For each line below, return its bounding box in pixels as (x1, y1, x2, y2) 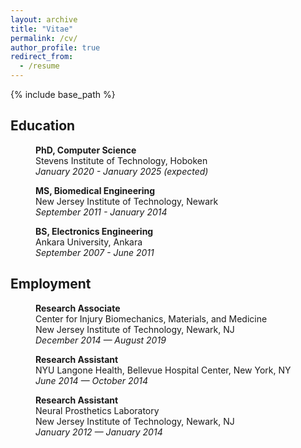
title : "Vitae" (10, 24, 74, 34)
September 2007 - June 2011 (35, 246, 155, 258)
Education (10, 117, 76, 135)
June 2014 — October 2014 (35, 374, 149, 386)
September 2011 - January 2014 (35, 206, 168, 218)
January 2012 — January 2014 (35, 426, 163, 438)
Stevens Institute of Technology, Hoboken (35, 154, 208, 166)
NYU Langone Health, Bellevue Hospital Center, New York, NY (35, 364, 292, 376)
